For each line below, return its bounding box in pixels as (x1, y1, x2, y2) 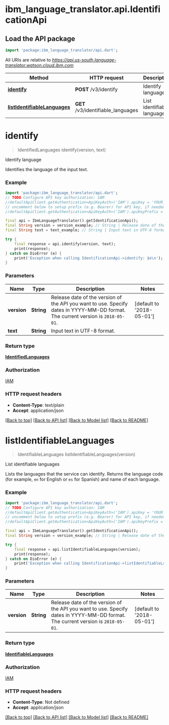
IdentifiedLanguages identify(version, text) (17, 146, 106, 152)
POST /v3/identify (75, 86, 118, 93)
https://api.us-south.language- (52, 57, 117, 63)
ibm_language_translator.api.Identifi (5, 4, 161, 15)
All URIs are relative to (5, 57, 51, 63)
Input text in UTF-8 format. (51, 327, 116, 334)
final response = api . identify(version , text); (14, 241, 116, 246)
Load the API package (5, 34, 75, 43)
